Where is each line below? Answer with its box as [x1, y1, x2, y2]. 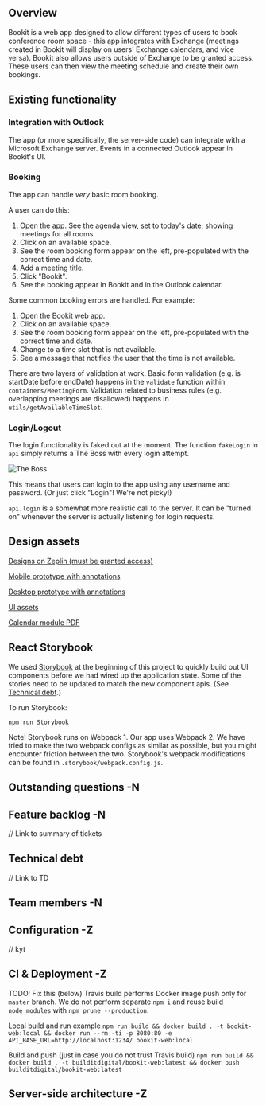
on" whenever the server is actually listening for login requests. [8, 512, 216, 522]
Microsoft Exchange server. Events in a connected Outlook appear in [8, 143, 233, 153]
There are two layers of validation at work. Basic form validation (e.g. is [8, 368, 241, 377]
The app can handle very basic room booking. [8, 190, 159, 199]
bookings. [8, 69, 41, 79]
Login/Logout [8, 422, 62, 433]
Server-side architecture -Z [8, 1087, 148, 1101]
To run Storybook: [8, 702, 67, 712]
